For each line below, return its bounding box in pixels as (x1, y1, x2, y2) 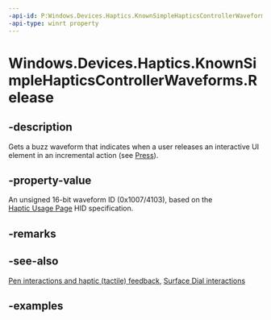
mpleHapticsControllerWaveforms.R (8, 71, 258, 89)
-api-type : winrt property (8, 19, 99, 27)
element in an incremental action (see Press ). (8, 150, 159, 160)
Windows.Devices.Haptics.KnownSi (8, 54, 256, 73)
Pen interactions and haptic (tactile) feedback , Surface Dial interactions (8, 276, 246, 285)
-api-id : (8, 11, 38, 20)
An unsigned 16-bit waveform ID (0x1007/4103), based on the (8, 195, 213, 205)
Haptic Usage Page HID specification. (8, 203, 134, 214)
